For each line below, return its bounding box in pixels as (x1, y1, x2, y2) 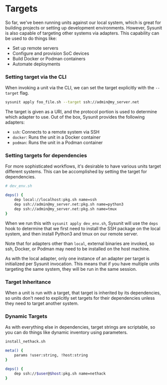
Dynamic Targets (5, 313, 47, 320)
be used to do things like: (5, 35, 57, 41)
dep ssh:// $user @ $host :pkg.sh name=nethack (14, 371, 106, 376)
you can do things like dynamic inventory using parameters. (5, 330, 128, 336)
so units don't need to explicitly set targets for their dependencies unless (5, 295, 155, 301)
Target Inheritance (5, 278, 51, 285)
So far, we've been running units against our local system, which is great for (5, 19, 161, 25)
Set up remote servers (12, 45, 59, 51)
